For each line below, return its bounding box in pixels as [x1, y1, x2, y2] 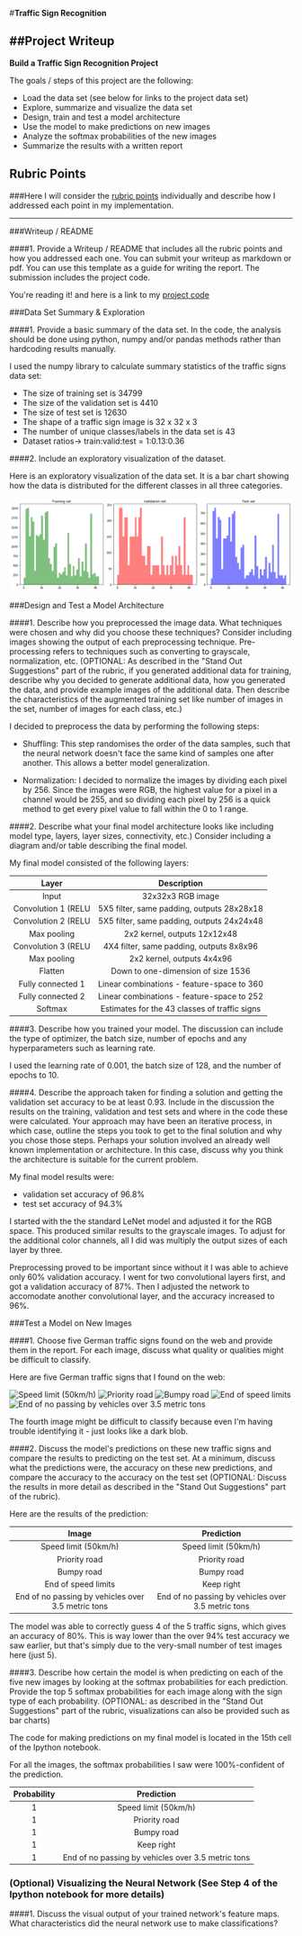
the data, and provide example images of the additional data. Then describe [9, 684, 290, 695]
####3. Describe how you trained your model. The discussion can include [9, 1023, 284, 1034]
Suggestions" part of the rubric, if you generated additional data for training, [9, 665, 292, 676]
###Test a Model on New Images [9, 1318, 132, 1328]
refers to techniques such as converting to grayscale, [52, 646, 251, 656]
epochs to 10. [9, 1069, 59, 1080]
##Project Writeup [9, 33, 115, 49]
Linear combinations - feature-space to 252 [97, 990, 263, 1002]
